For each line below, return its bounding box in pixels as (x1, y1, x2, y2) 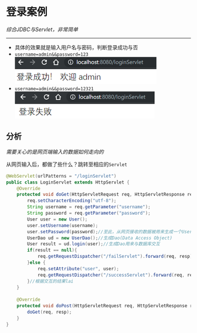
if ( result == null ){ (27, 247, 77, 253)
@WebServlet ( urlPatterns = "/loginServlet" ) (6, 173, 117, 179)
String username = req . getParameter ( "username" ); (27, 204, 151, 210)
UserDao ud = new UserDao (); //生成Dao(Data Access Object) (27, 235, 173, 241)
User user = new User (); (27, 216, 88, 222)
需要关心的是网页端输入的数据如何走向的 (6, 148, 104, 155)
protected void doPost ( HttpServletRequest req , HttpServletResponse (16, 303, 188, 309)
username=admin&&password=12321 (14, 86, 94, 91)
